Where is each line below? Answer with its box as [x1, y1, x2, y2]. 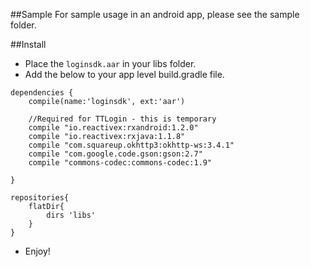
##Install [10, 39, 47, 50]
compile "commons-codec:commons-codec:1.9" [28, 158, 213, 168]
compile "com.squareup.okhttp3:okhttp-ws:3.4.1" [28, 140, 235, 150]
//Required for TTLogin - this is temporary [28, 114, 217, 124]
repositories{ [10, 193, 70, 203]
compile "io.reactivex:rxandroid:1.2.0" [28, 123, 199, 133]
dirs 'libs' [46, 210, 97, 220]
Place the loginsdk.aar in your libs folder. [24, 58, 197, 69]
